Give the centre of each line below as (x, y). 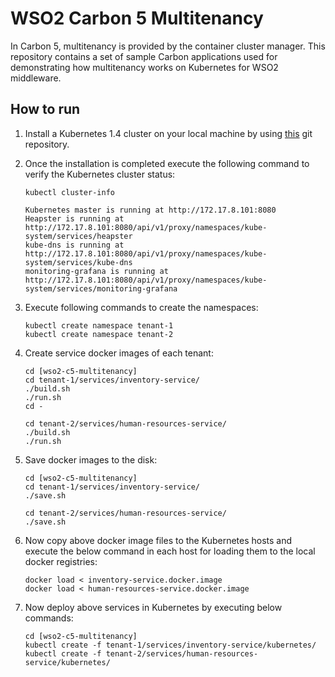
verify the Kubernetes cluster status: (100, 174)
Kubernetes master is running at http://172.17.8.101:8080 (150, 210)
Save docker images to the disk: (91, 459)
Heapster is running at (74, 218)
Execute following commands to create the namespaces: (141, 307)
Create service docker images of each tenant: (119, 353)
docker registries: (61, 561)
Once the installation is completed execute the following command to (167, 163)
